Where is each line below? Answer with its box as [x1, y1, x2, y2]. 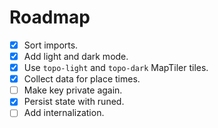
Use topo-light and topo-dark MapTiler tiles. [23, 62, 209, 74]
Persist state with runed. [23, 96, 125, 108]
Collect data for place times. [23, 73, 141, 85]
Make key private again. [23, 84, 123, 96]
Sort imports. [23, 39, 79, 51]
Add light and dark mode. [23, 51, 129, 62]
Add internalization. [23, 107, 105, 119]
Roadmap [9, 6, 91, 29]
